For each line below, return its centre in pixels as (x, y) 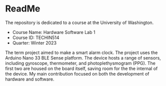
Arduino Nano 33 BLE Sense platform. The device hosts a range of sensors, (83, 57)
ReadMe (23, 9)
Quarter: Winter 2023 (34, 42)
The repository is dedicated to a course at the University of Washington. (79, 22)
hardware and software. (30, 79)
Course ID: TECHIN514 (36, 37)
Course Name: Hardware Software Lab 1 (54, 32)
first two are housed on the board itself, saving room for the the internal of (81, 68)
